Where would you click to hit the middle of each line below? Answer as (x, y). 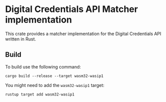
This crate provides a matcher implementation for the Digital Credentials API (83, 33)
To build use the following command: (43, 66)
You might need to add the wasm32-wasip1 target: (55, 85)
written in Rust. (21, 39)
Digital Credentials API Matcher (72, 9)
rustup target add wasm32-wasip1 (40, 94)
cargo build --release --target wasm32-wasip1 (54, 76)
